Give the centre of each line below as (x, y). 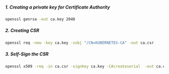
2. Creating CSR (22, 31)
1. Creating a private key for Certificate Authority (58, 7)
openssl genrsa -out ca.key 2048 (40, 19)
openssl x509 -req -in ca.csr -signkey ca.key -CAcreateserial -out (80, 66)
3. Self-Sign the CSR (27, 54)
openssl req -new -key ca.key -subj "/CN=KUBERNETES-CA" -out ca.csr (80, 43)
